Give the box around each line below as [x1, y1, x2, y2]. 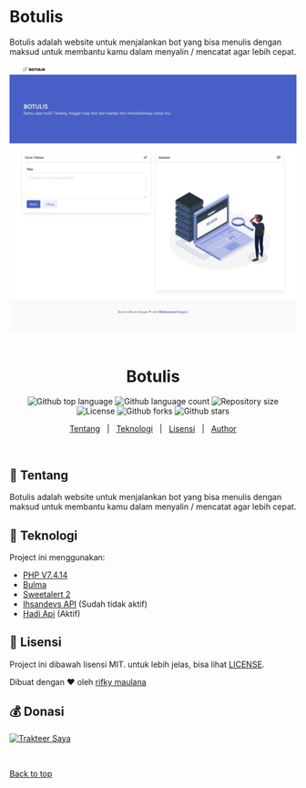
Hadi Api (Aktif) [22, 609, 81, 619]
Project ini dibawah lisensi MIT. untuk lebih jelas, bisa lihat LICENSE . [9, 659, 265, 670]
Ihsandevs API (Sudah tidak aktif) [22, 599, 148, 609]
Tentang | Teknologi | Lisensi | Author [69, 424, 237, 435]
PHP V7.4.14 [22, 569, 68, 580]
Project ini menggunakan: [9, 552, 106, 563]
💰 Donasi [9, 704, 65, 720]
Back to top [9, 768, 53, 779]
